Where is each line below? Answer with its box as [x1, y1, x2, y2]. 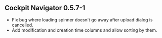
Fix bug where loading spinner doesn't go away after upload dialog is [11, 17, 153, 22]
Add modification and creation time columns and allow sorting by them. [11, 27, 158, 33]
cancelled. [11, 22, 33, 28]
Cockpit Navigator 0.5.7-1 [4, 4, 85, 12]
